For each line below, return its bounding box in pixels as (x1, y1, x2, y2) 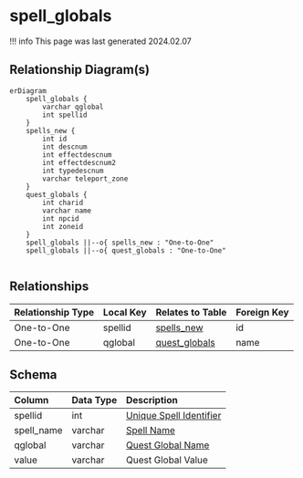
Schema (9, 367, 57, 382)
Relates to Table (155, 306, 227, 318)
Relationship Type (14, 306, 95, 318)
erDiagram (9, 86, 47, 96)
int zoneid (42, 222, 84, 231)
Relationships (9, 279, 89, 295)
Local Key (103, 306, 148, 318)
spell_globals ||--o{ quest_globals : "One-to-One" (26, 245, 226, 255)
